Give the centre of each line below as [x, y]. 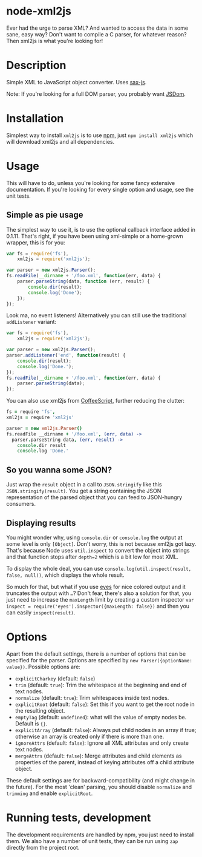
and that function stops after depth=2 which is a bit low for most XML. [93, 557]
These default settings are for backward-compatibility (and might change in [101, 780]
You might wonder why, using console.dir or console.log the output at [94, 537]
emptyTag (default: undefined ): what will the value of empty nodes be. [101, 717]
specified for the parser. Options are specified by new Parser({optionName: [99, 660]
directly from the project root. [43, 847]
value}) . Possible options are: [43, 667]
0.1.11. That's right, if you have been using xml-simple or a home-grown [95, 236]
